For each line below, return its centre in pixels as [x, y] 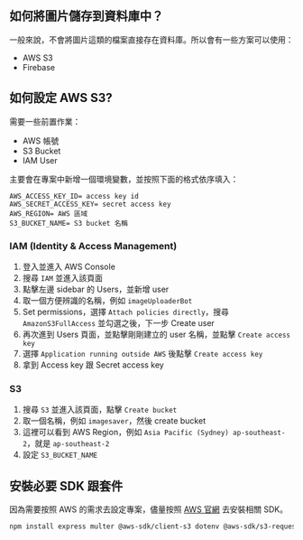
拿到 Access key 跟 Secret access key [93, 365]
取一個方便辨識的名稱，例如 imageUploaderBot [107, 300]
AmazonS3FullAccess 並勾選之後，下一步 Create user [118, 322]
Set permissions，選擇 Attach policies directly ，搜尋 [126, 312]
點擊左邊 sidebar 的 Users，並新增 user [96, 289]
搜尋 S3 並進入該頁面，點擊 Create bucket [100, 410]
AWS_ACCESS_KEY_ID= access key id [74, 196]
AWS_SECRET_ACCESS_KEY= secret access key [90, 204]
